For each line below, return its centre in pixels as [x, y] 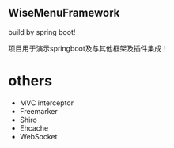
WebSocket [38, 136]
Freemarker [38, 111]
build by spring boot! [42, 32]
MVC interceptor [46, 103]
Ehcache [34, 128]
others [30, 81]
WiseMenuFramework [64, 13]
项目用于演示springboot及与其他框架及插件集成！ [88, 48]
